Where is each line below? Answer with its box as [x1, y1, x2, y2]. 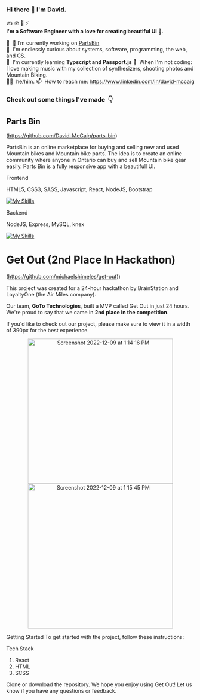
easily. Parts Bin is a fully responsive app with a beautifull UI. [6, 163, 156, 170]
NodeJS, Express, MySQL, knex [6, 221, 85, 228]
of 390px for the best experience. [6, 326, 90, 334]
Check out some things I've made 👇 [6, 96, 113, 104]
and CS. [6, 52, 26, 59]
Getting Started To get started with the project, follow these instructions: [6, 633, 184, 640]
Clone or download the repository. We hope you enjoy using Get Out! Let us [6, 681, 192, 688]
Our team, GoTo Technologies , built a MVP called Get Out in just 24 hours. [6, 302, 190, 310]
